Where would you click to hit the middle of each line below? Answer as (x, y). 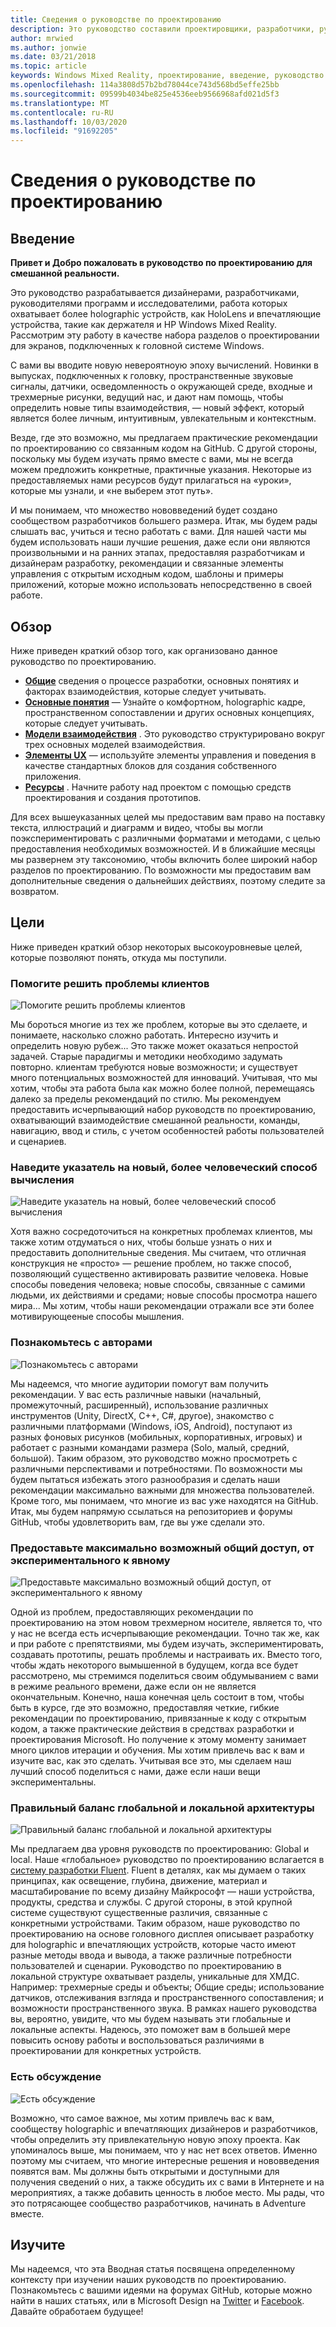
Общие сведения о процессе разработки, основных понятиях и (161, 680)
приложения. (53, 776)
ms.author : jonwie (48, 47)
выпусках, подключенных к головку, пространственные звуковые (152, 376)
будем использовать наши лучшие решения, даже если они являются (160, 542)
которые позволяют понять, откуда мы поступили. (118, 957)
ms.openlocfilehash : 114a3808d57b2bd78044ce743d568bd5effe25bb (145, 85)
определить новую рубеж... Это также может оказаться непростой (154, 1046)
